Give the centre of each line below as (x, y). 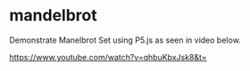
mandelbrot (53, 16)
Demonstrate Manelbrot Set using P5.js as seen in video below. (125, 40)
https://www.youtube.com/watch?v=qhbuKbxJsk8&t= (108, 57)
